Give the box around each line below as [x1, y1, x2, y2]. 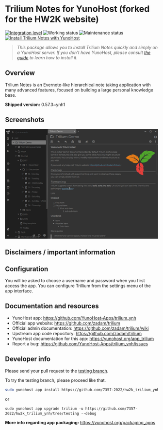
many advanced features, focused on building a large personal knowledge [5, 87, 154, 93]
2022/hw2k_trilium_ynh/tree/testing [5, 411, 79, 416]
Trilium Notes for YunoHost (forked [5, 3, 150, 15]
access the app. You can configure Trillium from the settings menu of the [5, 283, 151, 289]
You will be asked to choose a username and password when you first [5, 278, 145, 284]
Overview [5, 69, 35, 77]
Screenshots [5, 116, 45, 124]
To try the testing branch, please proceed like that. [5, 377, 106, 383]
